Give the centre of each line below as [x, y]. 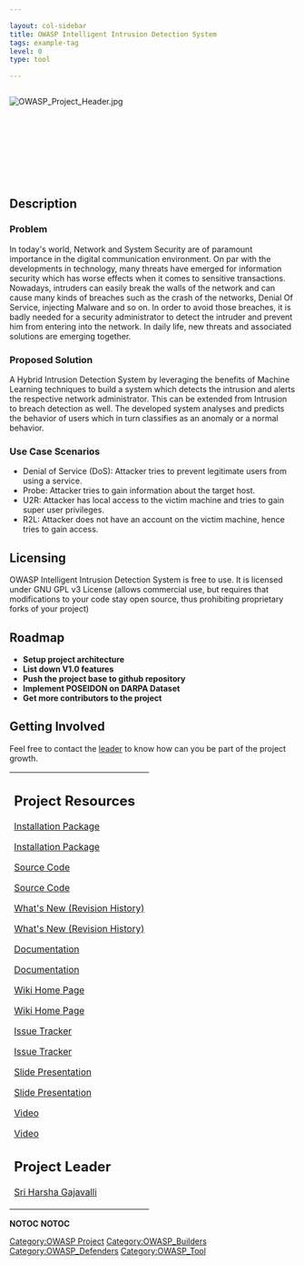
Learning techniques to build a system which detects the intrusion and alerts [152, 390]
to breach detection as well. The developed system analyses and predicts [147, 409]
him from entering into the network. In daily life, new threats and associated [151, 326]
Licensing [38, 557]
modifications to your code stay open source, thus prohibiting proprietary [147, 599]
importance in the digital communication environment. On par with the [140, 258]
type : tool [30, 60]
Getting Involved [57, 727]
